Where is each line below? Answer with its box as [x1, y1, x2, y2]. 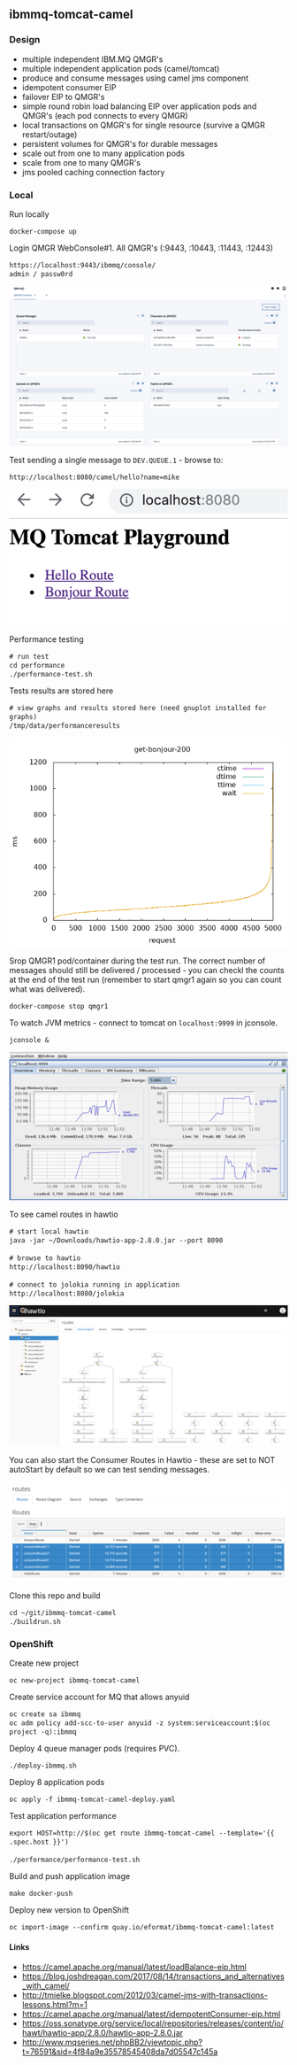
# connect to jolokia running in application [9, 1280, 179, 1289]
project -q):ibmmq [9, 1728, 77, 1736]
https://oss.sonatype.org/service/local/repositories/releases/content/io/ [21, 2018, 285, 2029]
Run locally [9, 208, 49, 220]
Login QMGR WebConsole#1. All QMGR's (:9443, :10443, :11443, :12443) [9, 243, 274, 253]
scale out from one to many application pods [21, 148, 186, 159]
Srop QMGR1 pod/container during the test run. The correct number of [9, 955, 266, 966]
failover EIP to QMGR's [21, 91, 105, 102]
